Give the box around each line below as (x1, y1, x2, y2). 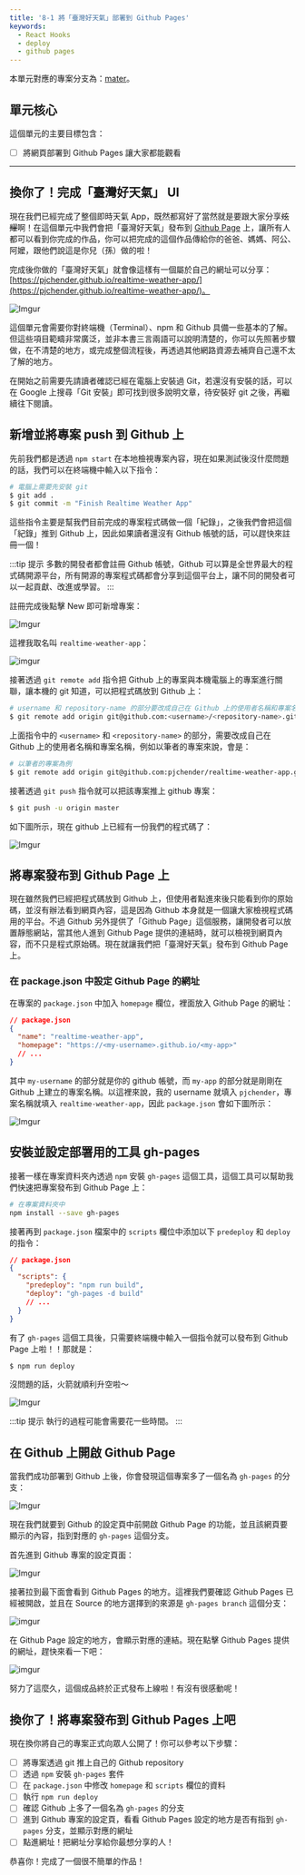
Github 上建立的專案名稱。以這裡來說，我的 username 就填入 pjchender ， (9, 1086, 284, 1097)
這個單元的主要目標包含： (9, 128, 105, 139)
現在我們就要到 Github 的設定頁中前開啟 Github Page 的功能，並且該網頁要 (9, 1519, 289, 1530)
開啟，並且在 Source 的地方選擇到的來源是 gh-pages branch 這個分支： (25, 1598, 289, 1609)
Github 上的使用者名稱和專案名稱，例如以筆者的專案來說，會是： (9, 741, 251, 751)
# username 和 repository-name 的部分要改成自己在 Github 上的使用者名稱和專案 (9, 704, 291, 713)
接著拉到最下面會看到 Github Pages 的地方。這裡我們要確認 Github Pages (9, 1586, 284, 1597)
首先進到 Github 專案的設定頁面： (9, 1549, 134, 1561)
